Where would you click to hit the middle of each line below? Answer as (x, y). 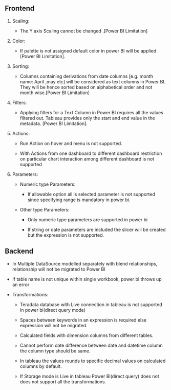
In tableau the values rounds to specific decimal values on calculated (93, 361)
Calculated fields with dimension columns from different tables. (87, 335)
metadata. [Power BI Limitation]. (54, 123)
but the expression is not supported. (66, 235)
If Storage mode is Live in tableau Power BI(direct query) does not (89, 376)
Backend (19, 251)
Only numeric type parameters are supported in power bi (88, 219)
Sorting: (20, 66)
